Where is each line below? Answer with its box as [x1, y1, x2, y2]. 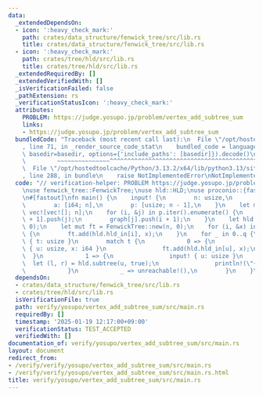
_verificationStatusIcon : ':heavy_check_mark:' [15, 99, 174, 107]
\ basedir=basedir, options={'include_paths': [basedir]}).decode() [22, 150, 250, 158]
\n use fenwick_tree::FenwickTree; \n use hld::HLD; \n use [22, 186, 205, 194]
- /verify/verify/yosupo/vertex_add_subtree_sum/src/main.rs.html [8, 369, 229, 376]
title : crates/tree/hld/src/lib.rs [22, 63, 139, 71]
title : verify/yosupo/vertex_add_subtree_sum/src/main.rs [8, 376, 201, 384]
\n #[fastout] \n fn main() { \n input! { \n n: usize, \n [22, 194, 233, 202]
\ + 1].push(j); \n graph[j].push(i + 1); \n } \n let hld [22, 216, 254, 223]
